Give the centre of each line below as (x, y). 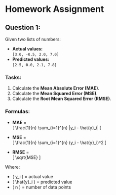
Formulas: (18, 111)
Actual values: (27, 49)
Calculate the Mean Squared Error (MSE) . (55, 94)
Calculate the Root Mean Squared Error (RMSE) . (62, 99)
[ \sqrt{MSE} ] (26, 157)
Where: (13, 167)
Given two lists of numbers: (33, 39)
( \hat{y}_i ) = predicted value (42, 182)
